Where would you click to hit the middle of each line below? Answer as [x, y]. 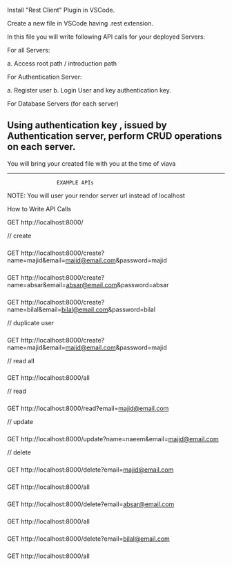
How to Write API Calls [39, 209]
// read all [21, 361]
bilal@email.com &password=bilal [108, 309]
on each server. [41, 147]
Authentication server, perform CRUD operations [115, 136]
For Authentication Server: [45, 77]
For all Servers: [29, 50]
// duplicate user [30, 323]
